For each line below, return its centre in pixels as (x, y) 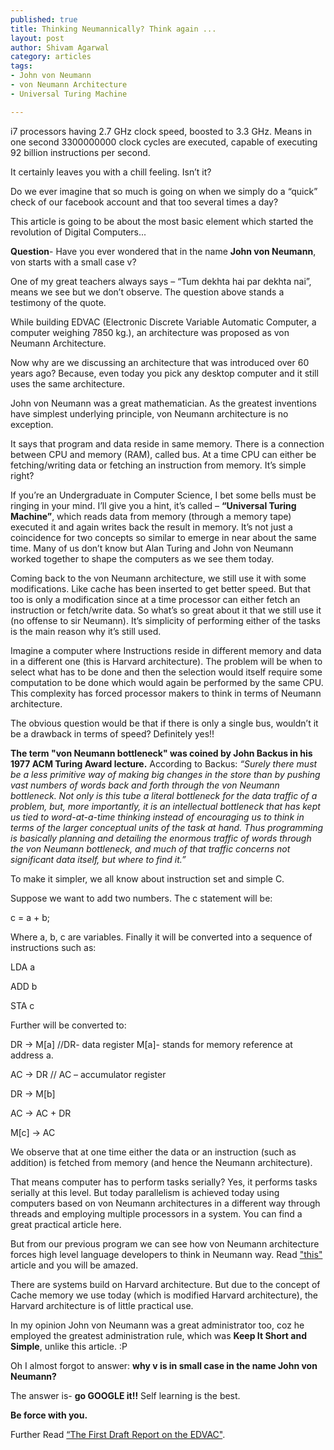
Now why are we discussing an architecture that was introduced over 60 (160, 362)
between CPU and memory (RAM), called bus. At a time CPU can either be (163, 454)
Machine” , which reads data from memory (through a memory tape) (151, 516)
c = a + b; (30, 917)
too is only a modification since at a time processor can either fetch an (155, 599)
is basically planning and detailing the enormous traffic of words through (161, 838)
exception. (32, 424)
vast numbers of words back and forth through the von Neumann (145, 785)
